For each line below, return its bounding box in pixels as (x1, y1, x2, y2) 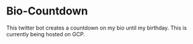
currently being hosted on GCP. (6, 30, 85, 37)
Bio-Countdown (6, 4, 88, 18)
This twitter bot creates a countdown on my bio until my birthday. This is (6, 24, 187, 31)
